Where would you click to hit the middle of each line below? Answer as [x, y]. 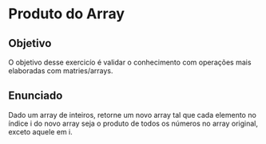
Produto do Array [67, 14]
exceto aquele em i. [41, 131]
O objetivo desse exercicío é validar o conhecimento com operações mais [130, 62]
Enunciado [36, 96]
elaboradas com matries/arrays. [61, 71]
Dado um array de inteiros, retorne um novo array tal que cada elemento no [133, 115]
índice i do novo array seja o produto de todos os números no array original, [133, 123]
